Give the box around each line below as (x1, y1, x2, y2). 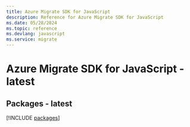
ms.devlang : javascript (6, 31, 66, 37)
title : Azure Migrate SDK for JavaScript (6, 8, 111, 15)
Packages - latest (6, 98, 73, 109)
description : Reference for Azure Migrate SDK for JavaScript (6, 14, 164, 20)
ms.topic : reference (6, 25, 58, 32)
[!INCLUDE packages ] (6, 114, 60, 121)
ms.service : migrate (6, 36, 58, 42)
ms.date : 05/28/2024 (6, 20, 58, 26)
